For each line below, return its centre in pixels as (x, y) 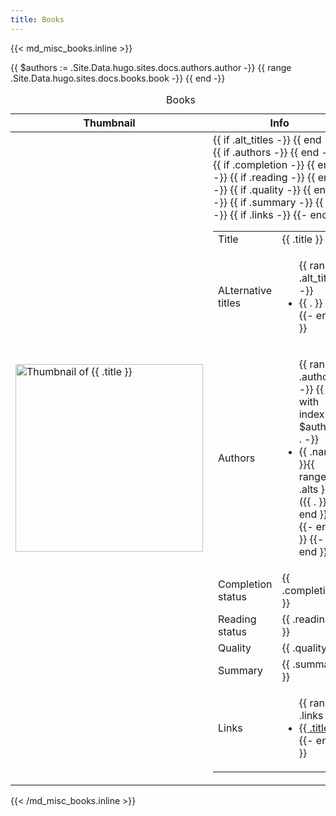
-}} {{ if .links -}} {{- (260, 214)
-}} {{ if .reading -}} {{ (264, 177)
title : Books (37, 19)
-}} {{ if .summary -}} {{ (268, 202)
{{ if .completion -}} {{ (264, 164)
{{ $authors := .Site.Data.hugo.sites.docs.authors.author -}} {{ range (151, 67)
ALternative (245, 290)
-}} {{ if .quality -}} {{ (262, 189)
